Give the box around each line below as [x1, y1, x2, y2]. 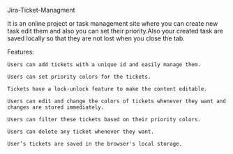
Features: [7, 48, 35, 56]
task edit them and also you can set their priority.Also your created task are [7, 27, 223, 35]
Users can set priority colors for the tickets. [7, 73, 151, 80]
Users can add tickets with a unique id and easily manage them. [7, 61, 201, 68]
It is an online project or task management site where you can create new [7, 20, 218, 27]
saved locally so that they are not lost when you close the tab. [7, 34, 185, 43]
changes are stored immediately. [7, 104, 105, 111]
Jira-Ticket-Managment [7, 6, 75, 14]
